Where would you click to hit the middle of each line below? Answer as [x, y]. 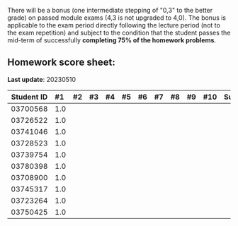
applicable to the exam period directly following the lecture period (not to [114, 25]
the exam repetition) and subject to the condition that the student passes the [119, 32]
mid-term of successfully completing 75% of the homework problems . [112, 40]
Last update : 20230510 [42, 79]
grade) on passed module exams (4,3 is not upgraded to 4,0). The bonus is [117, 18]
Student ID [29, 97]
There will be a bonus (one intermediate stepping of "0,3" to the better [110, 10]
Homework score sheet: [61, 63]
